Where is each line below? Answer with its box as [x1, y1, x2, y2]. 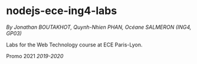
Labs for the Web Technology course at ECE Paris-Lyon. [6, 41, 143, 48]
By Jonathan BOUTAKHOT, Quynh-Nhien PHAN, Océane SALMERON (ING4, [6, 23, 192, 31]
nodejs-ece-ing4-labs [6, 4, 117, 18]
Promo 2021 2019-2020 [6, 52, 64, 59]
